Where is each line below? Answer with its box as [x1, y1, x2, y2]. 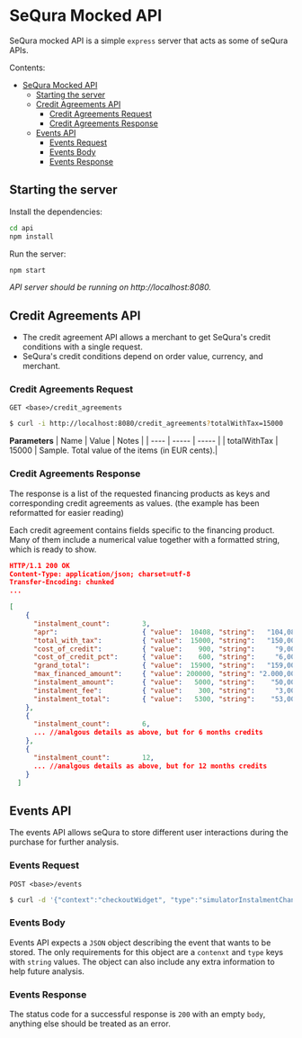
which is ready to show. [9, 544, 97, 555]
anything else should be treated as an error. [9, 1018, 171, 1029]
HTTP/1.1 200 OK [9, 561, 70, 570]
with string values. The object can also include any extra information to [9, 956, 276, 967]
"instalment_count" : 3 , [32, 618, 151, 628]
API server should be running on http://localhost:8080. [9, 282, 212, 293]
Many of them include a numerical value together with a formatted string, [9, 534, 280, 545]
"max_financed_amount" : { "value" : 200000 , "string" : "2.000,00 [32, 670, 296, 679]
